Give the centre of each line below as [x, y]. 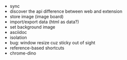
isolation [18, 37]
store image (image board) [37, 16]
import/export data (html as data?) [44, 22]
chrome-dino [23, 53]
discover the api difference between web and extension [66, 11]
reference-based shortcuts [37, 48]
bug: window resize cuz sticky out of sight [52, 43]
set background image [32, 27]
